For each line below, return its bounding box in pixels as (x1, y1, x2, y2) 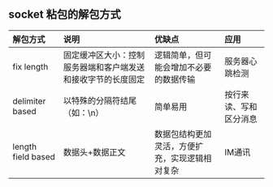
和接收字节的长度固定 (63, 74, 145, 85)
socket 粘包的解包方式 (8, 7, 121, 22)
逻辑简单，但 (154, 49, 204, 61)
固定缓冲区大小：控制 (63, 49, 145, 61)
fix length (12, 61, 49, 72)
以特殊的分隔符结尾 (63, 95, 136, 106)
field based (12, 151, 55, 162)
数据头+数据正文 (63, 147, 126, 158)
